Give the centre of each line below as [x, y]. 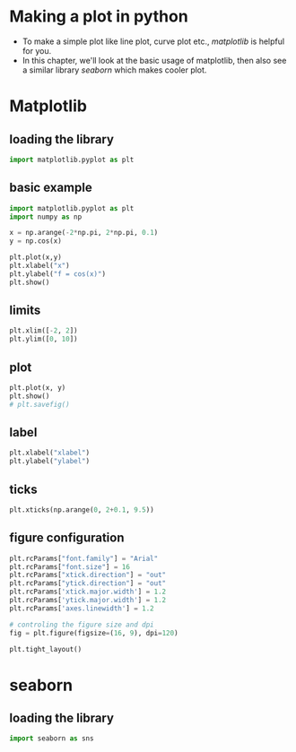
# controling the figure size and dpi [82, 625]
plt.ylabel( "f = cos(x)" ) [57, 274]
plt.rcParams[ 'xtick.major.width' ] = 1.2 [88, 592]
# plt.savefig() [39, 404]
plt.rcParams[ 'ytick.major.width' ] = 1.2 [88, 601]
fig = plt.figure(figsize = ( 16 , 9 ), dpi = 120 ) [94, 633]
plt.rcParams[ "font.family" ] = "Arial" [84, 558]
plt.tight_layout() [46, 649]
